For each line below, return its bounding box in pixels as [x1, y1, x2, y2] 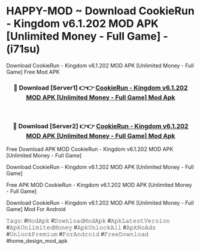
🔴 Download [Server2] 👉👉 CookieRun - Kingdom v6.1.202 [13, 122, 189, 131]
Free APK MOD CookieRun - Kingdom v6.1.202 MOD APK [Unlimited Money [6, 181, 192, 189]
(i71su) [6, 42, 41, 56]
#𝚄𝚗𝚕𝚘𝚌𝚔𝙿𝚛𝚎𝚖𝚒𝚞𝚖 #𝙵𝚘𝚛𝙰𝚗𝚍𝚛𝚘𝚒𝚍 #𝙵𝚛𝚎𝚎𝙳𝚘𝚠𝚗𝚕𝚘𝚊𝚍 [6, 230, 149, 237]
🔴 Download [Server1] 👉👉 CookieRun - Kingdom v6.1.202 [13, 84, 188, 92]
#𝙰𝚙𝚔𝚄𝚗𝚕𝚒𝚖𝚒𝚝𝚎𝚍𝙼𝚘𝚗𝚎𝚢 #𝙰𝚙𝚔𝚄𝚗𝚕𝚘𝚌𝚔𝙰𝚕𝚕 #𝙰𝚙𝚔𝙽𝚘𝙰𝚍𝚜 [6, 224, 156, 231]
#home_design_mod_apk [6, 237, 68, 244]
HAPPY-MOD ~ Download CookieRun [6, 4, 195, 18]
